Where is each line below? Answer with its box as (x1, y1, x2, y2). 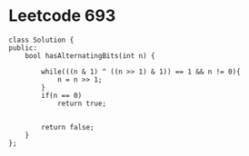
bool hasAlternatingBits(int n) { (25, 51, 155, 60)
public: (8, 43, 38, 53)
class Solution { (8, 35, 75, 44)
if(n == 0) (41, 91, 83, 100)
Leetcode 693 (8, 5, 116, 26)
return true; (56, 99, 106, 108)
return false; (41, 122, 95, 132)
